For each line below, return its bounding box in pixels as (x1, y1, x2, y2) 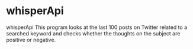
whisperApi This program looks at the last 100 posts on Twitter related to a (6, 24, 188, 31)
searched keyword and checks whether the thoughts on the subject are (6, 30, 181, 37)
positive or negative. (6, 36, 56, 43)
